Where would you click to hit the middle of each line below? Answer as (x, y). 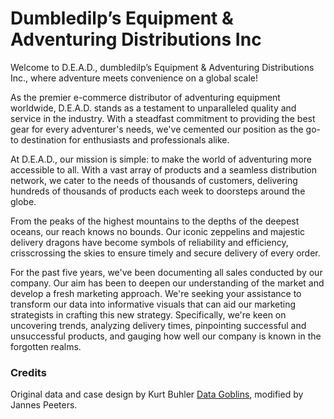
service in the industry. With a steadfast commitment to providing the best (163, 118)
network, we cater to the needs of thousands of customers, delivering (154, 180)
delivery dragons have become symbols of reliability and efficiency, (149, 242)
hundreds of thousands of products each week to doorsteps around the (158, 191)
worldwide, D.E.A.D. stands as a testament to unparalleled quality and (153, 108)
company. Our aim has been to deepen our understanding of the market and (167, 283)
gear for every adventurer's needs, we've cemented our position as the (157, 129)
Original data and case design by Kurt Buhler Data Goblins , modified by (157, 394)
